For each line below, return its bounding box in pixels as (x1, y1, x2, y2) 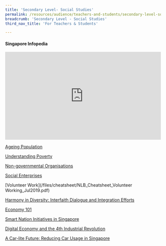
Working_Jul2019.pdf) (5, 187, 50, 193)
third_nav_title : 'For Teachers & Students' (5, 21, 98, 26)
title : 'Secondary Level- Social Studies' (5, 7, 94, 12)
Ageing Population (5, 144, 43, 149)
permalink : (5, 12, 28, 17)
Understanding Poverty (5, 153, 53, 159)
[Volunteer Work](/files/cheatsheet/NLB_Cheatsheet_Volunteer (5, 182, 132, 188)
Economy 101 (5, 206, 32, 212)
